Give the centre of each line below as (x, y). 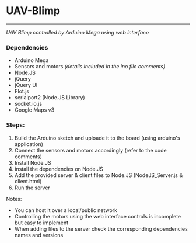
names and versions (39, 235)
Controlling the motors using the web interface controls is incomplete (98, 216)
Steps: (15, 125)
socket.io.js (28, 104)
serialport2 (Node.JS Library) (50, 98)
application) (29, 144)
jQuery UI (26, 85)
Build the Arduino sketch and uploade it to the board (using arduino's (97, 138)
